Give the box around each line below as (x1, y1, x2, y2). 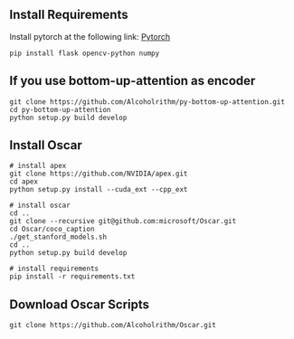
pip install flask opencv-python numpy (9, 49, 160, 58)
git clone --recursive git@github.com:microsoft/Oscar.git (9, 217, 237, 226)
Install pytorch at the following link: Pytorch (9, 31, 171, 42)
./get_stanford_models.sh (9, 232, 107, 242)
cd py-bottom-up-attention (9, 105, 111, 114)
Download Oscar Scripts (9, 297, 150, 312)
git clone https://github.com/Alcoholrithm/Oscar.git (9, 321, 217, 330)
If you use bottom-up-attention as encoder (9, 73, 256, 89)
